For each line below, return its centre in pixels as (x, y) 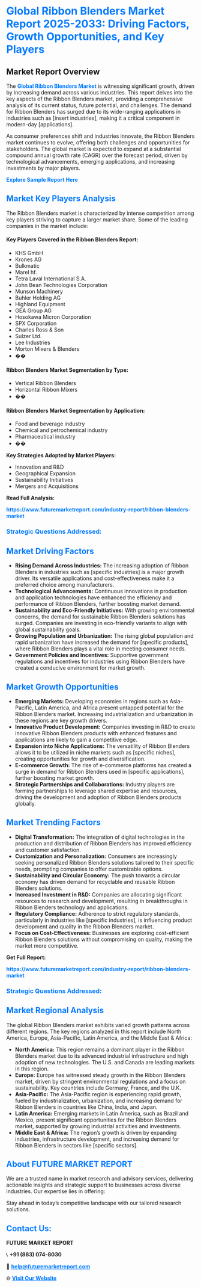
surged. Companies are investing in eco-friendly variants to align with (101, 623)
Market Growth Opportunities (62, 687)
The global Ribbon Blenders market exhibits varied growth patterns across (98, 1025)
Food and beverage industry (50, 424)
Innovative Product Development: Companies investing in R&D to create (105, 727)
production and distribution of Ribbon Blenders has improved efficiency (103, 843)
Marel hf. (26, 273)
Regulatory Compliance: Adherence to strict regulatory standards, (97, 913)
